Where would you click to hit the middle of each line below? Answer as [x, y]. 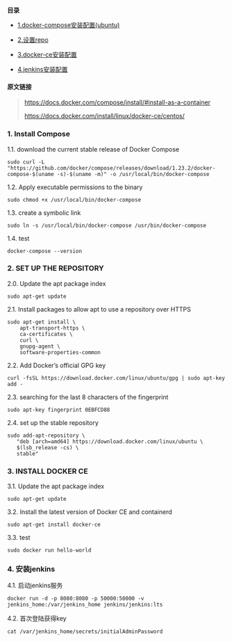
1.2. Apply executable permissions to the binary [75, 187]
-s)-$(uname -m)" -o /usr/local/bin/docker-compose [133, 174]
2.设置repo [33, 40]
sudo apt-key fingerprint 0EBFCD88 [59, 410]
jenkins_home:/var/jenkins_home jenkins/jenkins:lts [85, 605]
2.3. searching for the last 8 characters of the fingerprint [88, 397]
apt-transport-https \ [52, 328]
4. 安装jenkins [31, 569]
